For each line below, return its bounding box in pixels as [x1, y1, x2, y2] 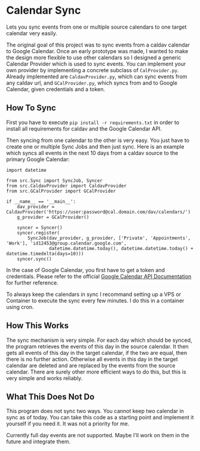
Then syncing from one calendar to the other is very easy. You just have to [6, 137, 190, 144]
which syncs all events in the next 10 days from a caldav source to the [6, 149, 179, 156]
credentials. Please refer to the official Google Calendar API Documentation [6, 273, 192, 280]
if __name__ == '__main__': [6, 198, 76, 205]
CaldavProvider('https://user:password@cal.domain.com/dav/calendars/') [6, 209, 191, 215]
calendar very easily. [6, 29, 58, 36]
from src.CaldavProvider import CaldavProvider [6, 183, 127, 189]
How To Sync [6, 103, 57, 113]
